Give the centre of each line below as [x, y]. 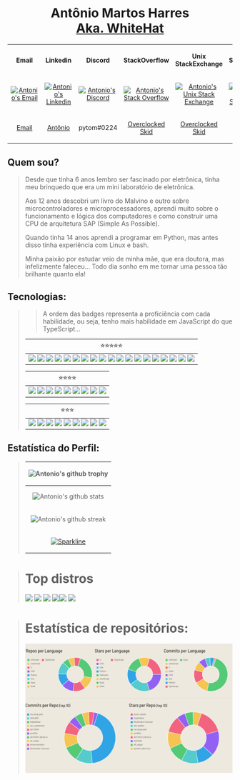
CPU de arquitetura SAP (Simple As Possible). [92, 224]
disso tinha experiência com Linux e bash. [87, 245]
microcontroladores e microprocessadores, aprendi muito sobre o [122, 209]
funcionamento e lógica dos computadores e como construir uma [121, 216]
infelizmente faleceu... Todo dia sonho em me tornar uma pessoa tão [126, 266]
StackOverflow [146, 60]
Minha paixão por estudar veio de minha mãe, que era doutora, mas [125, 259]
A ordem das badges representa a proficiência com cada [126, 314]
